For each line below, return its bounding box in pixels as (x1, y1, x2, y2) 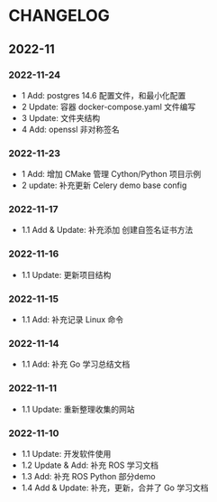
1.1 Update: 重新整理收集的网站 (21, 404, 135, 414)
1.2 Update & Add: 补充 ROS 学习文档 (21, 460, 159, 470)
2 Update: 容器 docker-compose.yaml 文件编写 (21, 101, 196, 112)
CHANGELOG (8, 5, 110, 26)
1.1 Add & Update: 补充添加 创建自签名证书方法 (21, 225, 194, 236)
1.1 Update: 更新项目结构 (21, 269, 112, 280)
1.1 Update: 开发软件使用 (21, 448, 112, 459)
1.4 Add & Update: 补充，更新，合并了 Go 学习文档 (21, 482, 209, 493)
